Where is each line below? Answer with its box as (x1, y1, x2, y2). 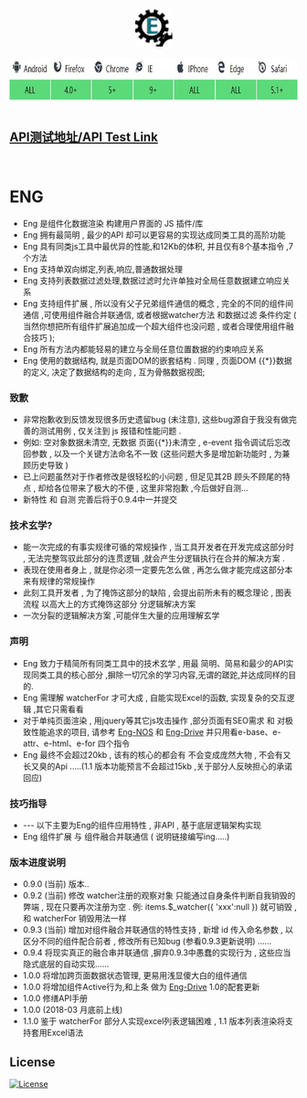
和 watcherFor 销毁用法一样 (22, 913, 127, 924)
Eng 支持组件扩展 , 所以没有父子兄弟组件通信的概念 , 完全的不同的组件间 (22, 297, 294, 309)
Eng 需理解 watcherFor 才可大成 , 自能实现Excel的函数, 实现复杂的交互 (22, 692, 288, 703)
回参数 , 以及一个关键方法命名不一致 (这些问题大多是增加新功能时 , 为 (22, 448, 282, 460)
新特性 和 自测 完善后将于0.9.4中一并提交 (22, 494, 178, 506)
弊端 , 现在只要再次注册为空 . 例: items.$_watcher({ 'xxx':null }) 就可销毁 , (22, 901, 297, 912)
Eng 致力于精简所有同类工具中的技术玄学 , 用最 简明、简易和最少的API (22, 657, 286, 668)
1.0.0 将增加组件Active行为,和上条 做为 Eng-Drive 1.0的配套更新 (22, 982, 260, 993)
